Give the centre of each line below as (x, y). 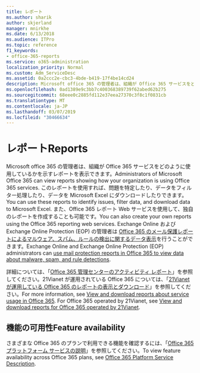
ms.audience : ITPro (30, 39)
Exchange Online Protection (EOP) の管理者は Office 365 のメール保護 (92, 231)
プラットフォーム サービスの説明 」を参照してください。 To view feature (93, 351)
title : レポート (24, 12)
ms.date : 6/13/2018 (30, 34)
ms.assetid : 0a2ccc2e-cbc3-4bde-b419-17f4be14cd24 (70, 78)
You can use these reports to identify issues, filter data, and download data (98, 202)
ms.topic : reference (32, 45)
